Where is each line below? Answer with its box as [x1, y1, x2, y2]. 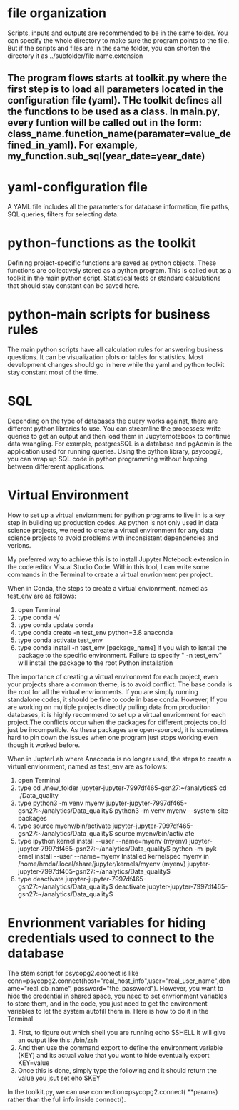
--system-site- [188, 806, 232, 815]
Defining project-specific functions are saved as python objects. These [7, 259, 216, 267]
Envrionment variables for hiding [7, 915, 206, 931]
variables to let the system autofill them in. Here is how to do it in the [7, 1006, 209, 1015]
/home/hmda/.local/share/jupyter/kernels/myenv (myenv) [17, 859, 186, 869]
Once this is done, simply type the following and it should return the [17, 1066, 218, 1074]
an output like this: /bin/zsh [17, 1036, 98, 1044]
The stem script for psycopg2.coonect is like [7, 969, 139, 977]
